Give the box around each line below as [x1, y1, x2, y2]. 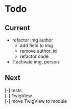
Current [5, 24, 30, 32]
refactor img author [12, 37, 53, 43]
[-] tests [5, 87, 22, 93]
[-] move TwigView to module [5, 98, 67, 104]
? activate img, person [12, 59, 59, 64]
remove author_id [19, 48, 57, 54]
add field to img [19, 42, 53, 49]
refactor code [19, 53, 49, 59]
